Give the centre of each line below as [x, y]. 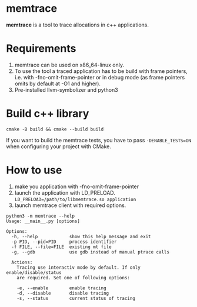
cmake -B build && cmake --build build [55, 129]
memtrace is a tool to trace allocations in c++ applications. [77, 25]
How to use [34, 170]
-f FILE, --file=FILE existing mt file [61, 247]
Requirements [41, 49]
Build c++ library [48, 114]
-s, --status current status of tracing [76, 298]
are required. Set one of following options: [74, 278]
